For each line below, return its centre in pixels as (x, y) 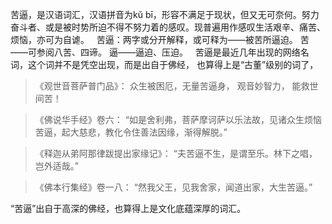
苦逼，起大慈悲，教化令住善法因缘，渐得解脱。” (131, 132)
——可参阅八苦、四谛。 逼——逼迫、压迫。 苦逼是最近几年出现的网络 (155, 52)
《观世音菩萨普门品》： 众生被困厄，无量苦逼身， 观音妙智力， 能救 (172, 86)
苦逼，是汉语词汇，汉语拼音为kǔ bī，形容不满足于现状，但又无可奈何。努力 (165, 14)
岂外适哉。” (56, 166)
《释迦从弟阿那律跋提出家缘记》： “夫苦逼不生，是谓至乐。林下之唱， (176, 153)
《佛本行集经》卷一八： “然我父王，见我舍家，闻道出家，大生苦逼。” (173, 187)
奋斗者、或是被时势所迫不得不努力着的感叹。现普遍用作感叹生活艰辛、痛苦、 (168, 27)
